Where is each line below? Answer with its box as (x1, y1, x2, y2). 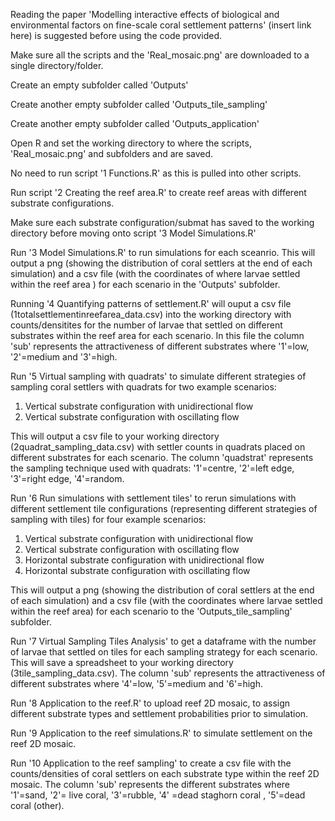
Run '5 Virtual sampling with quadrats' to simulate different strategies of (10, 370, 307, 382)
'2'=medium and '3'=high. (10, 351, 118, 363)
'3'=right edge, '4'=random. (10, 473, 125, 484)
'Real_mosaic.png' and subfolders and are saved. (10, 148, 214, 159)
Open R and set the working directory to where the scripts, (10, 137, 252, 149)
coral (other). (10, 800, 65, 811)
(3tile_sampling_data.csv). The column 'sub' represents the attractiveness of (10, 667, 326, 679)
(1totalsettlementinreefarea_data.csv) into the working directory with (10, 309, 292, 320)
